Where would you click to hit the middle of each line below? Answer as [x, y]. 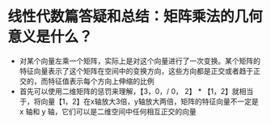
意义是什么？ [51, 37]
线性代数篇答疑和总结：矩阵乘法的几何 [135, 17]
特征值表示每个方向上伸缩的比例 [101, 81]
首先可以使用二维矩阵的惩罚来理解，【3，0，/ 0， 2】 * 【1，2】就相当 [136, 91]
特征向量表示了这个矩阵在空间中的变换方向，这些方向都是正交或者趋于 [136, 71]
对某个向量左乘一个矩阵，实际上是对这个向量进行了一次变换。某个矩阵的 [140, 61]
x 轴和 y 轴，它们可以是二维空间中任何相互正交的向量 [108, 111]
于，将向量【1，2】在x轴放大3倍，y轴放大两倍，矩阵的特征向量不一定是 [139, 101]
